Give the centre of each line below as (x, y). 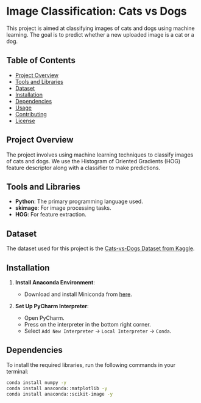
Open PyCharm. (44, 318)
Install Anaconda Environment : (55, 282)
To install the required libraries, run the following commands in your (91, 364)
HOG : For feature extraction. (51, 215)
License (25, 120)
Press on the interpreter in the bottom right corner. (87, 324)
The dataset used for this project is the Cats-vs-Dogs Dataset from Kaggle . (100, 248)
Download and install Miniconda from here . (78, 294)
